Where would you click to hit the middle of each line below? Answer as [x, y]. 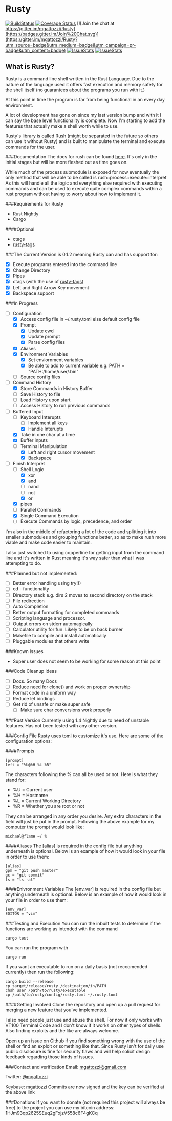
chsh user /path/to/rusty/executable [46, 991]
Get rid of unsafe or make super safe [51, 704]
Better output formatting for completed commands [66, 612]
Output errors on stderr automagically [53, 624]
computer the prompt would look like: [45, 827]
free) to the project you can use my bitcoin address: [60, 1108]
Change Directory [31, 270]
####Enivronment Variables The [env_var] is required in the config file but [83, 889]
